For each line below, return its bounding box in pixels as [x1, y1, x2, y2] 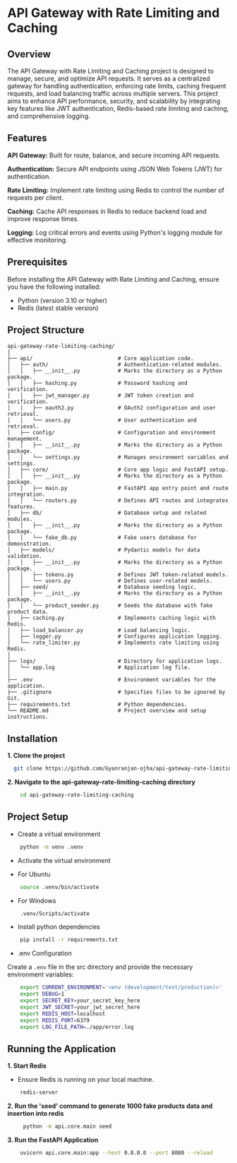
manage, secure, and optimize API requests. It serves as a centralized [7, 74, 210, 83]
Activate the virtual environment [17, 856, 111, 864]
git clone [13, 765, 42, 773]
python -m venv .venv [20, 843, 83, 850]
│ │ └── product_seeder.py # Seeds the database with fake [7, 602, 213, 609]
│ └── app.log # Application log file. [7, 664, 191, 672]
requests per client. [7, 193, 64, 202]
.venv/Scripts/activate [20, 909, 90, 917]
